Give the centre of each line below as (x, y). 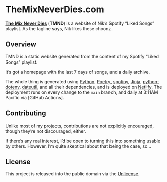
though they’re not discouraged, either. (46, 131)
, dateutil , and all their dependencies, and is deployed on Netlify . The (91, 87)
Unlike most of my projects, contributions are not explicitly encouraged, (79, 126)
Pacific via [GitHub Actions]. (35, 97)
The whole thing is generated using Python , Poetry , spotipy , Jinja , (74, 81)
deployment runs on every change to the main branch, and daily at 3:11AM (82, 92)
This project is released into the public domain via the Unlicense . (72, 174)
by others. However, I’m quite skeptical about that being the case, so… (78, 146)
